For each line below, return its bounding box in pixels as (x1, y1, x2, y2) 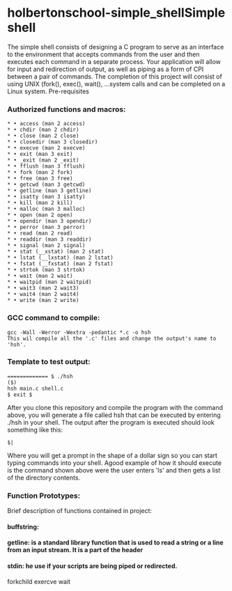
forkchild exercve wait (7, 577, 71, 585)
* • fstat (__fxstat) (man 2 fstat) (7, 260, 114, 267)
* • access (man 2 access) (7, 120, 86, 127)
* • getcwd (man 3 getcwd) (7, 181, 86, 189)
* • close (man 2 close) (7, 132, 79, 140)
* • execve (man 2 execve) (7, 145, 86, 152)
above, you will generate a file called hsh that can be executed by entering (7, 411, 221, 419)
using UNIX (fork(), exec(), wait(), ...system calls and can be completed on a (7, 79, 226, 88)
